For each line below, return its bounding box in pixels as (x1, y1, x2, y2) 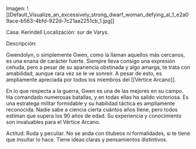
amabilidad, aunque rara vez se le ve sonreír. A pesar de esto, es (6, 70, 162, 77)
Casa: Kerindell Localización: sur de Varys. (6, 29, 109, 36)
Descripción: (6, 40, 37, 47)
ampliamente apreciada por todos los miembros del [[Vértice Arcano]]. (6, 76, 177, 83)
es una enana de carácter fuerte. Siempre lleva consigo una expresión (6, 58, 176, 64)
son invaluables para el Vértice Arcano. (6, 119, 101, 125)
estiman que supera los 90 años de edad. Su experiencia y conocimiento (6, 112, 182, 119)
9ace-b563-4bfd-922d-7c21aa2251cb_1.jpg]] (6, 18, 115, 24)
